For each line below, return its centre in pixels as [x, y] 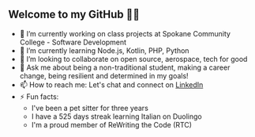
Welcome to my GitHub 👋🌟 [74, 15]
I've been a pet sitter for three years [90, 108]
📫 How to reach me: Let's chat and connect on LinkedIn [111, 85]
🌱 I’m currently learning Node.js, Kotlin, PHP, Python [104, 50]
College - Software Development [73, 42]
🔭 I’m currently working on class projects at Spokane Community [125, 33]
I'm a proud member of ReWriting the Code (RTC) [111, 124]
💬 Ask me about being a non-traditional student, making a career [125, 67]
